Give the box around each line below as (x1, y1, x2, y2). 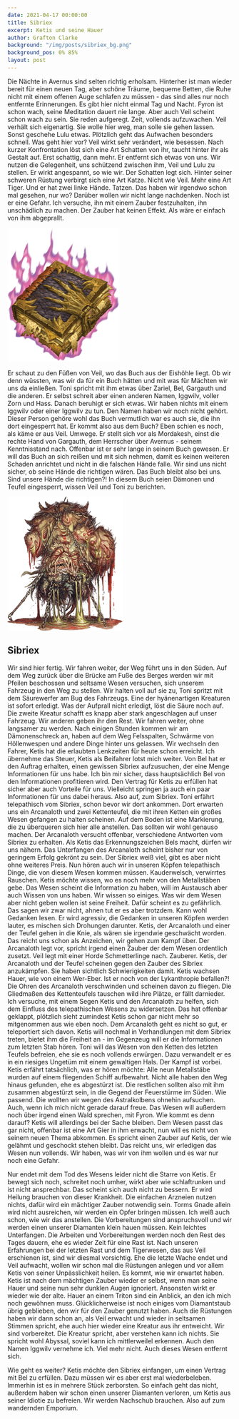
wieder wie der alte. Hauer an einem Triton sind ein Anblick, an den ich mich (7, 1291, 231, 1300)
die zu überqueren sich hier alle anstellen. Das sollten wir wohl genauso (7, 823, 218, 831)
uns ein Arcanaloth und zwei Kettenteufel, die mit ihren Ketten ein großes (7, 807, 222, 816)
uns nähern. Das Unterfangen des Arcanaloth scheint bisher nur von (7, 845, 208, 854)
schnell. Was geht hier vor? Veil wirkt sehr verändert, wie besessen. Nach (7, 138, 224, 146)
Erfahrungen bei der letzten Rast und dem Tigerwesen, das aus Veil (7, 1246, 206, 1254)
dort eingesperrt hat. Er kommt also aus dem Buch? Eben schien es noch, (7, 422, 223, 430)
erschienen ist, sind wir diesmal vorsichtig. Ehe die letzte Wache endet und (7, 1253, 228, 1262)
